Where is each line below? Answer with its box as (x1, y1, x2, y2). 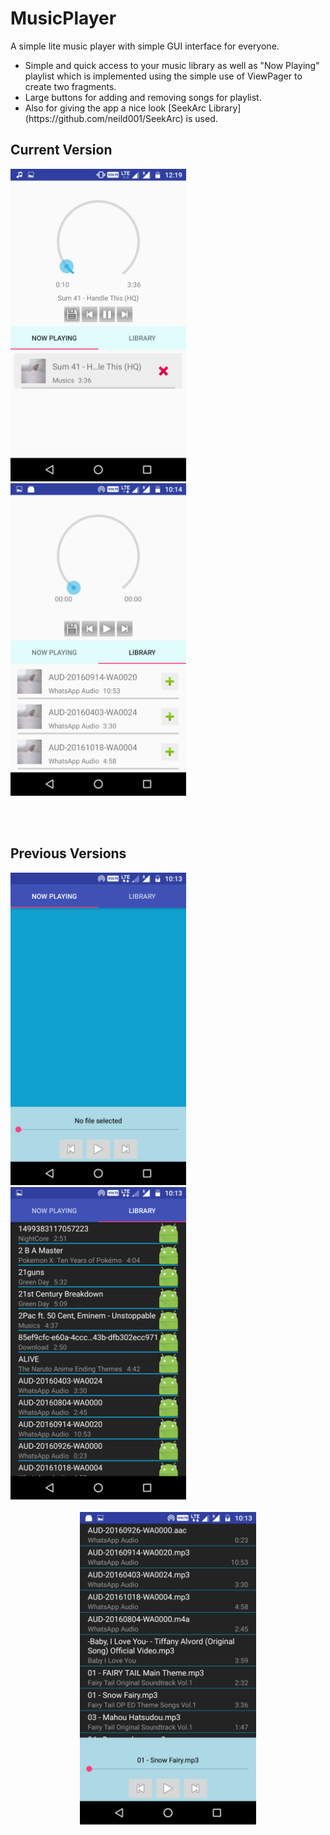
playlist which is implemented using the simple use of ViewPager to (24, 70, 303, 82)
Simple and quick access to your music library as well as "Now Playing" (24, 59, 320, 71)
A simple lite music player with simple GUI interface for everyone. (10, 40, 280, 52)
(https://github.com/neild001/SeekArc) (24, 112, 184, 124)
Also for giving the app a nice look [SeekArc (24, 102, 207, 114)
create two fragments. (24, 80, 117, 92)
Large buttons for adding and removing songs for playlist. (24, 91, 262, 103)
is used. (185, 112, 218, 124)
